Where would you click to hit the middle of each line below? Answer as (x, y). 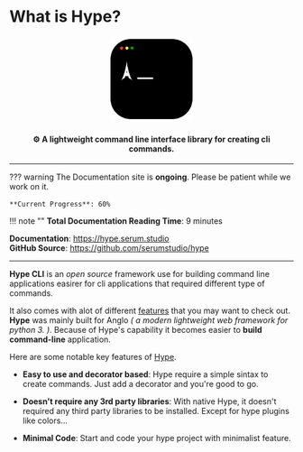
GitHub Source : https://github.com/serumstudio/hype (109, 248)
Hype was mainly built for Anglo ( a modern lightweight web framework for (149, 320)
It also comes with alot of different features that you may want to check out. (150, 311)
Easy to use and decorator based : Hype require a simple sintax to (145, 374)
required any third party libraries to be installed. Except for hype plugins (156, 411)
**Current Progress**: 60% (60, 205)
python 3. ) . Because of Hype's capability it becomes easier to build (136, 330)
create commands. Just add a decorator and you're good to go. (140, 384)
